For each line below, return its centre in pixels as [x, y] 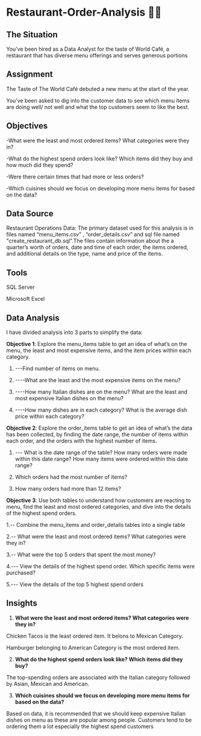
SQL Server [20, 287]
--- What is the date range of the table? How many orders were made [101, 453]
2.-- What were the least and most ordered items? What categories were [96, 536]
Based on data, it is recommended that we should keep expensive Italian [96, 713]
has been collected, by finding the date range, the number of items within [97, 435]
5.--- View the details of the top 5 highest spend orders [75, 585]
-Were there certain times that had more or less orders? [75, 177]
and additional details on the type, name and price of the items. [85, 254]
